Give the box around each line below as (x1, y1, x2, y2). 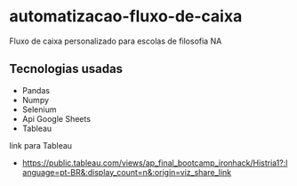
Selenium (21, 104, 57, 115)
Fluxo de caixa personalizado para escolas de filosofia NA (9, 36, 222, 46)
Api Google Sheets (21, 113, 92, 124)
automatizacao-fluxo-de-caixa (9, 6, 243, 27)
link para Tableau (9, 140, 73, 150)
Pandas (21, 85, 51, 95)
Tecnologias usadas (9, 61, 123, 77)
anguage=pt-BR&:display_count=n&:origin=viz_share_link (21, 166, 232, 177)
